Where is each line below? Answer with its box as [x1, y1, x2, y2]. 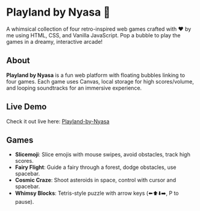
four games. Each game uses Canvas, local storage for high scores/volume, [6, 78, 195, 85]
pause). [14, 198, 34, 206]
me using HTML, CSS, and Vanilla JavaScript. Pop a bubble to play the [6, 31, 181, 38]
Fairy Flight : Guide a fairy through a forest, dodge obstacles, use [14, 164, 177, 171]
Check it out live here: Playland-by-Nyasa [6, 117, 110, 125]
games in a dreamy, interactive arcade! [6, 38, 103, 45]
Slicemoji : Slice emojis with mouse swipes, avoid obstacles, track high [14, 151, 191, 158]
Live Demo [6, 102, 47, 112]
